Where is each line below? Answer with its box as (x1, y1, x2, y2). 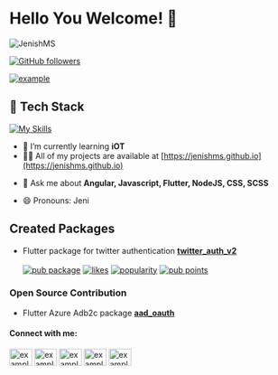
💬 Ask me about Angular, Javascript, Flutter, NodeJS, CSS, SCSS (22, 177, 269, 188)
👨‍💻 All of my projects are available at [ (22, 150, 164, 161)
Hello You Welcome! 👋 (9, 8, 178, 29)
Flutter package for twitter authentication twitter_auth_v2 (22, 245, 237, 256)
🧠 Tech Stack (9, 99, 85, 115)
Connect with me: (9, 328, 79, 339)
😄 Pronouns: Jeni (22, 194, 90, 206)
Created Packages (9, 221, 116, 237)
